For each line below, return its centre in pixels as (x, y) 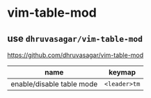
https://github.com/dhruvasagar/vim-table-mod (75, 55)
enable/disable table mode (54, 84)
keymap (122, 72)
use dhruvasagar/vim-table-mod (75, 39)
